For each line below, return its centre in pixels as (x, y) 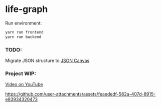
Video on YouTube (24, 84)
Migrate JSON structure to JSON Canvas (47, 60)
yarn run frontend (24, 32)
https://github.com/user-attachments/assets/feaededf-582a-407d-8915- (80, 94)
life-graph (27, 9)
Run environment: (23, 23)
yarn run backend (23, 37)
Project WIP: (21, 73)
